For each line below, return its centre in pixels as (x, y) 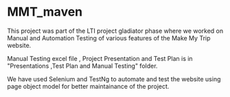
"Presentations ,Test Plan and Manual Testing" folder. (82, 66)
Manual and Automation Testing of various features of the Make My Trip (109, 38)
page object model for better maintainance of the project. (88, 86)
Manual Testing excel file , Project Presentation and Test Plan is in (100, 58)
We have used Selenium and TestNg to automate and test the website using (114, 79)
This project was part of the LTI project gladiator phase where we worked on (115, 31)
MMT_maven (45, 12)
